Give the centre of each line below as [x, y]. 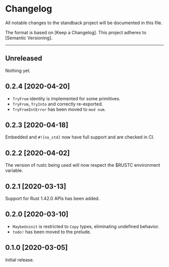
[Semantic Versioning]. [29, 38]
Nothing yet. [18, 71]
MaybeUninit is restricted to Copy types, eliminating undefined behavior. [86, 226]
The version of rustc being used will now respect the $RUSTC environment [83, 165]
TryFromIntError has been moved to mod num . [59, 109]
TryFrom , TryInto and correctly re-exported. [58, 104]
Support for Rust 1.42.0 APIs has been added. [53, 198]
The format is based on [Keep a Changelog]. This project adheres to [76, 32]
